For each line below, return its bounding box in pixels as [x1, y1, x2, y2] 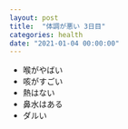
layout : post [9, 13, 59, 23]
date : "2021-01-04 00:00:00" [9, 38, 120, 48]
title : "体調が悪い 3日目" [9, 22, 106, 31]
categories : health [9, 30, 84, 39]
